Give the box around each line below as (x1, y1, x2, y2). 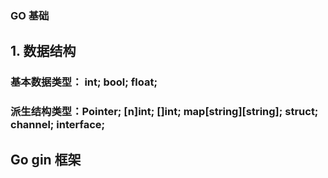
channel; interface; (10, 118, 106, 132)
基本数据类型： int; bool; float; (10, 75, 158, 89)
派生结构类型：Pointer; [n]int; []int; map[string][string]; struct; (10, 105, 319, 119)
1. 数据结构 (10, 43, 77, 60)
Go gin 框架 (10, 151, 82, 168)
